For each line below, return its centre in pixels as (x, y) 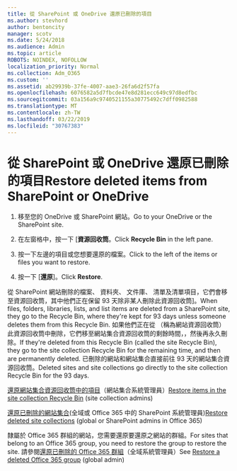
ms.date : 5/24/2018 (36, 40)
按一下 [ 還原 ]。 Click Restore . (60, 277)
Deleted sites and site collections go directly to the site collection (133, 368)
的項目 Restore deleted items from (107, 181)
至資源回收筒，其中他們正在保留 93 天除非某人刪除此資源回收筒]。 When (112, 301)
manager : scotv (30, 34)
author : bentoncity (36, 27)
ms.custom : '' (28, 80)
